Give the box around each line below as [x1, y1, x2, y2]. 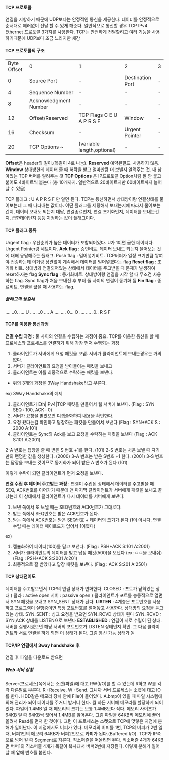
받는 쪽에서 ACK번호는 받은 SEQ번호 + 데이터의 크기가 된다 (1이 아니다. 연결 [12, 517, 161, 523]
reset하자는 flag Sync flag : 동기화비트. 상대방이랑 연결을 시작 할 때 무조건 [5, 271, 152, 277]
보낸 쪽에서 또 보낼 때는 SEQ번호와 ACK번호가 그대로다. [12, 504, 122, 510]
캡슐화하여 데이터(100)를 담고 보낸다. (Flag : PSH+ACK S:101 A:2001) [12, 543, 150, 549]
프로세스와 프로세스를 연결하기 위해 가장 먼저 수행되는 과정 [5, 340, 120, 346]
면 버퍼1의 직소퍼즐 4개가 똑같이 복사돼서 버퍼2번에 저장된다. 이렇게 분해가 [5, 743, 151, 749]
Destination [124, 74, 152, 81]
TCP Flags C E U [78, 112, 118, 119]
